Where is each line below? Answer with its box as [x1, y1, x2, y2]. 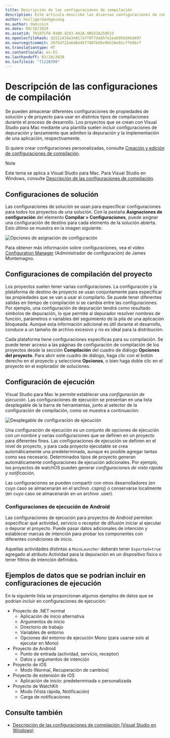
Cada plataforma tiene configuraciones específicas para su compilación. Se [5, 336, 163, 342]
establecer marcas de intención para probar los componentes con [5, 531, 143, 537]
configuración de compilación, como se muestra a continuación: [5, 407, 139, 413]
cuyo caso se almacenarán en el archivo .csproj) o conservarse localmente [5, 485, 162, 491]
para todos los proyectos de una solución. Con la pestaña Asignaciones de [5, 209, 163, 215]
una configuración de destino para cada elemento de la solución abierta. [5, 220, 157, 226]
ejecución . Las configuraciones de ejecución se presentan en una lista [5, 397, 152, 403]
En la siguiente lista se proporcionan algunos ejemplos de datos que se [5, 592, 153, 598]
